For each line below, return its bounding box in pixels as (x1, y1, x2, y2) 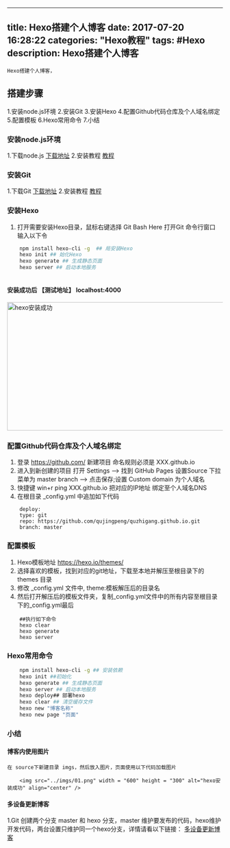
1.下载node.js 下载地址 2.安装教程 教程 (7, 151, 115, 160)
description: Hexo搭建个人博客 (7, 47, 139, 59)
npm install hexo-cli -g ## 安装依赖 (19, 666, 123, 673)
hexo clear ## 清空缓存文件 (19, 699, 94, 706)
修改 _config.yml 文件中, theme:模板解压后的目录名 (16, 584, 160, 592)
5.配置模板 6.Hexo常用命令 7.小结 (7, 116, 101, 124)
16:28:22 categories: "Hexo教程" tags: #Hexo (7, 35, 205, 47)
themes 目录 (16, 575, 53, 583)
